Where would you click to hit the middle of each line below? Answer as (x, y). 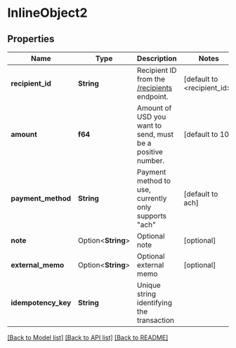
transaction (155, 320)
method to (153, 181)
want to (149, 126)
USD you (151, 117)
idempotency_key (41, 303)
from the (151, 79)
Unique (149, 285)
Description (157, 59)
